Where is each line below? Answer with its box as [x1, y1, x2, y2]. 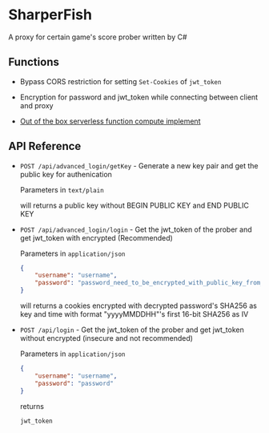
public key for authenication [19, 169, 112, 179]
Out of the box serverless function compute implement [19, 116, 201, 126]
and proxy [19, 100, 54, 110]
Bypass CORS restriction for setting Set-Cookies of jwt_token [19, 76, 222, 86]
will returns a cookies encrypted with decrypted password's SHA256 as [19, 301, 258, 310]
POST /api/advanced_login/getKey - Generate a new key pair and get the [19, 160, 259, 170]
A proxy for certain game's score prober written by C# [8, 32, 187, 42]
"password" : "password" [34, 379, 114, 387]
